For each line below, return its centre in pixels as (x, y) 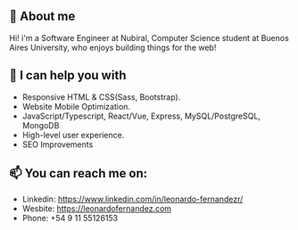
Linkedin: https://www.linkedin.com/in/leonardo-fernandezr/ (132, 199)
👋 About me (42, 16)
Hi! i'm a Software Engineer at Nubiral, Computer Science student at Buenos (149, 37)
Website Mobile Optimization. (76, 106)
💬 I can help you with (68, 75)
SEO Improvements (58, 144)
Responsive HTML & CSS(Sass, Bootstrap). (101, 97)
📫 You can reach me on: (79, 173)
